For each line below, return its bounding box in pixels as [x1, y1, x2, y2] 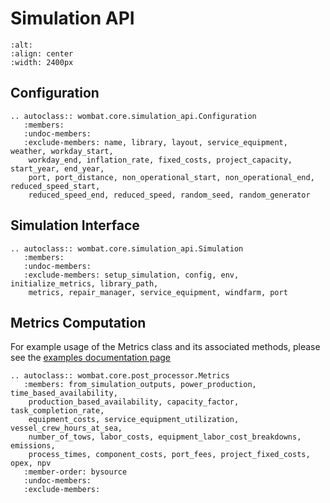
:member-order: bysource [23, 467, 128, 477]
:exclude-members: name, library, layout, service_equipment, [23, 137, 288, 147]
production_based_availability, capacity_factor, [28, 397, 240, 407]
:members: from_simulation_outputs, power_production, [23, 380, 257, 390]
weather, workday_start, [10, 146, 114, 156]
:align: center [10, 48, 74, 59]
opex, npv [10, 458, 52, 469]
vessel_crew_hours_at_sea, [10, 423, 123, 434]
